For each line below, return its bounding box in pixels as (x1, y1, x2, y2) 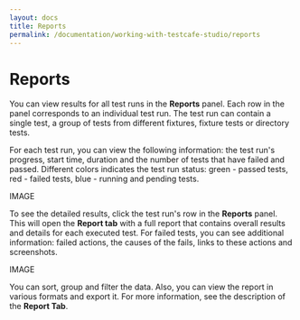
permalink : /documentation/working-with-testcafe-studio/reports (9, 30, 260, 39)
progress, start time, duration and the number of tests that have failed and (9, 154, 285, 165)
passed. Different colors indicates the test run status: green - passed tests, (9, 164, 289, 175)
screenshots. (9, 247, 58, 258)
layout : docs (9, 13, 59, 23)
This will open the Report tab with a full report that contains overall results (9, 218, 286, 229)
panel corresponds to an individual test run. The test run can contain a (9, 108, 271, 119)
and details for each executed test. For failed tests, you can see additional (9, 227, 285, 239)
